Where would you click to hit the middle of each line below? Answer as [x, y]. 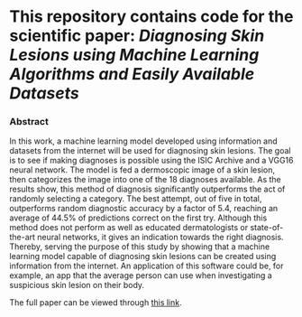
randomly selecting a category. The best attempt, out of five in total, [136, 199]
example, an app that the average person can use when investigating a [141, 275]
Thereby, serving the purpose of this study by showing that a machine [140, 247]
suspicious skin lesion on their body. [77, 285]
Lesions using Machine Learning [134, 55]
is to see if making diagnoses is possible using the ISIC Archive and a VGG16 [151, 161]
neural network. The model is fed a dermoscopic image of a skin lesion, [142, 170]
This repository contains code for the [151, 17]
